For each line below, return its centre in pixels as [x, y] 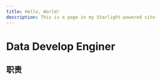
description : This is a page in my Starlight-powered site [81, 17]
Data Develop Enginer [61, 47]
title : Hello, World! [33, 12]
